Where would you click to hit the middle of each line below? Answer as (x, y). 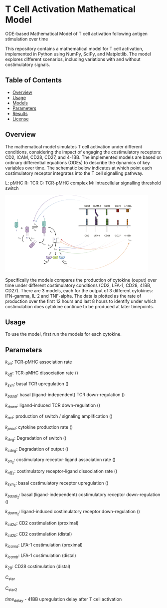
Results (20, 113)
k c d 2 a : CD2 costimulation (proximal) (42, 523)
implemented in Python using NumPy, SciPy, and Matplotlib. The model (78, 54)
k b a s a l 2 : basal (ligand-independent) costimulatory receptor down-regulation (83, 495)
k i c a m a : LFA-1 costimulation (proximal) (44, 545)
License (20, 119)
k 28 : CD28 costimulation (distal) (38, 567)
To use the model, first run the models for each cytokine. (64, 334)
